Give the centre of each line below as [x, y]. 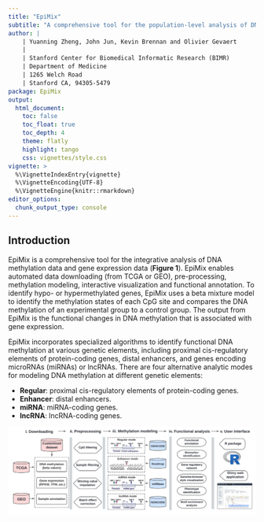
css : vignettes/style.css [65, 157]
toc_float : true [49, 125]
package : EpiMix [35, 91]
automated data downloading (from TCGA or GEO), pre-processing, [117, 276]
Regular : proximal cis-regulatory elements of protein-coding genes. [129, 391]
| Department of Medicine [65, 67]
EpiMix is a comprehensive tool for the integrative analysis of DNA [115, 259]
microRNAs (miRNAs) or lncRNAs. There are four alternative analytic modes [130, 367]
